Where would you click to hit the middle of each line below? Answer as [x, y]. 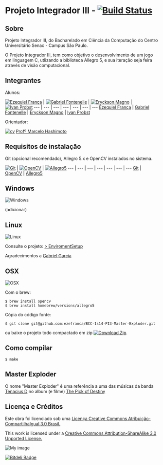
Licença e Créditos [34, 407]
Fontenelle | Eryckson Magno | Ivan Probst [47, 112]
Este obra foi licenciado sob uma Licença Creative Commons [66, 419]
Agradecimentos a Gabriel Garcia [38, 256]
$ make [12, 359]
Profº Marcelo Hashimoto [41, 131]
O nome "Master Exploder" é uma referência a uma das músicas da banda [80, 386]
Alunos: [13, 92]
